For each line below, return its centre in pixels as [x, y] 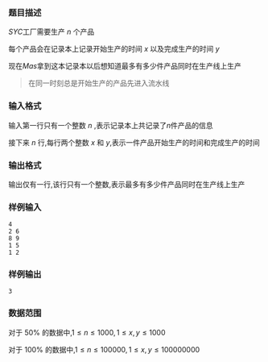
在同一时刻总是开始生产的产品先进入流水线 [99, 83]
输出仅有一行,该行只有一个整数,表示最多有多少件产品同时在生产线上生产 [127, 184]
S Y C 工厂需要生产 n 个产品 [52, 32]
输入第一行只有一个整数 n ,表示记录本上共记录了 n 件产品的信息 [111, 125]
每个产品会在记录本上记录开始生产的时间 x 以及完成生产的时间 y [114, 49]
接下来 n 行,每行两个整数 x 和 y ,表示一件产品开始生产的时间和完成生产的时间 [134, 142]
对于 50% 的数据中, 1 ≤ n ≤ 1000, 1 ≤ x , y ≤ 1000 [87, 332]
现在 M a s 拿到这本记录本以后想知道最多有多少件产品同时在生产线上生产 [125, 66]
